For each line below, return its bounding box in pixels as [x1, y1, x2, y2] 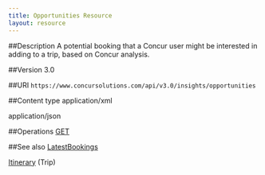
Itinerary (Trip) [8, 157, 56, 167]
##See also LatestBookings [8, 142, 98, 151]
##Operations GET [8, 126, 70, 136]
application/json [8, 111, 61, 120]
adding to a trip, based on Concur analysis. [8, 49, 150, 59]
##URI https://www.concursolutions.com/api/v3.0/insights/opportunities [8, 80, 256, 90]
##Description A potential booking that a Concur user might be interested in [8, 41, 258, 50]
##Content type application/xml [8, 95, 113, 105]
